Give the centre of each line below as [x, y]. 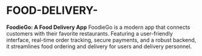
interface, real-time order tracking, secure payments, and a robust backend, [101, 40]
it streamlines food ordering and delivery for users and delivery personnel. [99, 46]
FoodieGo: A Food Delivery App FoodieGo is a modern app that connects [98, 27]
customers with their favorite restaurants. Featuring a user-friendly [89, 33]
